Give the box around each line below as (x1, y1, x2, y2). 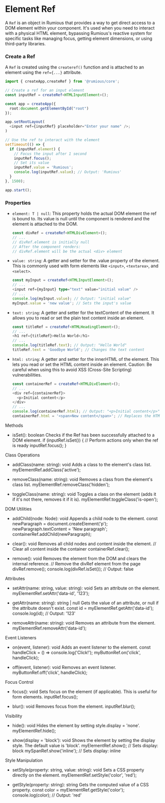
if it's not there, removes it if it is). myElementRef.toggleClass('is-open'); (12, 496, 158, 502)
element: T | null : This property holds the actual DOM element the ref (12, 210, 157, 216)
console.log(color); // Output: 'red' (12, 792, 82, 798)
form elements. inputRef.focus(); (12, 694, 78, 699)
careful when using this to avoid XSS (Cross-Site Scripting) (12, 366, 132, 373)
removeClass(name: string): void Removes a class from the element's (12, 476, 153, 482)
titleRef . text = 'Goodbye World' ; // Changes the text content (12, 348, 145, 352)
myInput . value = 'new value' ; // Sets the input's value (12, 301, 132, 306)
